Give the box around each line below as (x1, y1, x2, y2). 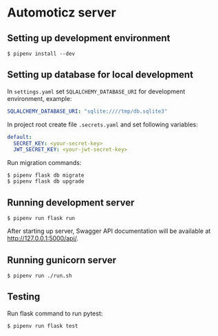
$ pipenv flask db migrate (7, 172, 85, 179)
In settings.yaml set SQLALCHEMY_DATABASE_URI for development (7, 87, 186, 96)
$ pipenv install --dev (7, 50, 76, 57)
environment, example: (7, 94, 72, 102)
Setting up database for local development (7, 69, 194, 80)
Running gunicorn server (7, 254, 117, 266)
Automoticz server (7, 5, 117, 21)
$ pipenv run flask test (7, 322, 78, 329)
